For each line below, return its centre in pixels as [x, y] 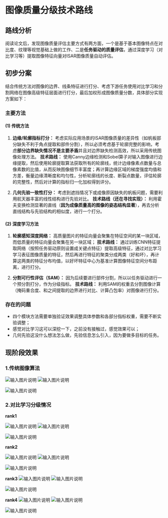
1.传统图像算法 [22, 368]
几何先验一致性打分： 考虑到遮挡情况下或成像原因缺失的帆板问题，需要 [85, 192]
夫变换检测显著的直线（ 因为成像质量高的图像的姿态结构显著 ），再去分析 [86, 205]
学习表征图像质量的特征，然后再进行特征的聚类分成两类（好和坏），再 [83, 255]
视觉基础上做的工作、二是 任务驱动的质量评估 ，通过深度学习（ [95, 50]
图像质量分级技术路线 [49, 10]
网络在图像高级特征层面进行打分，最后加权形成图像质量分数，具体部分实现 [86, 92]
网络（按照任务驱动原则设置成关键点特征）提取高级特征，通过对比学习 [89, 248]
